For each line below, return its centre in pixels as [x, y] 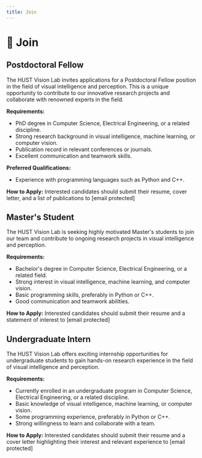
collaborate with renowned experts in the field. [65, 99]
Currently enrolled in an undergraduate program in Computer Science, [104, 391]
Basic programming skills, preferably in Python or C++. [84, 295]
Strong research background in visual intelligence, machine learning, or [105, 136]
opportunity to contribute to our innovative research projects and [88, 93]
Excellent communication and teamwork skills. [73, 156]
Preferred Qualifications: [39, 168]
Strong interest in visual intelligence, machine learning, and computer [103, 282]
